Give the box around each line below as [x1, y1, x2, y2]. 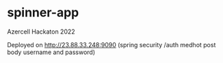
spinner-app [7, 5, 79, 21]
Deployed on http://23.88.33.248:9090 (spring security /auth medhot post [7, 40, 216, 49]
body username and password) [7, 48, 96, 56]
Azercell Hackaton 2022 [7, 27, 75, 36]
